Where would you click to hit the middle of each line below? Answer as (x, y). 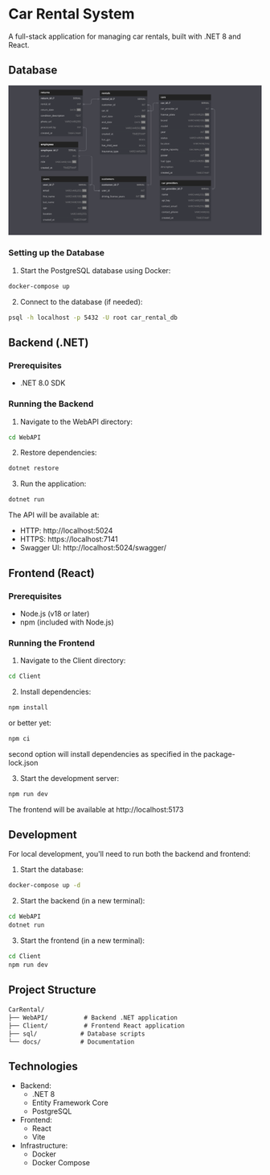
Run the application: (53, 484)
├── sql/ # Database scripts (77, 1034)
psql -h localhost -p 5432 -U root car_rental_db (93, 318)
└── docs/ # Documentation (72, 1042)
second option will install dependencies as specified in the (105, 754)
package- (219, 754)
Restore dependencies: (58, 453)
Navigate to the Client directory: (73, 661)
